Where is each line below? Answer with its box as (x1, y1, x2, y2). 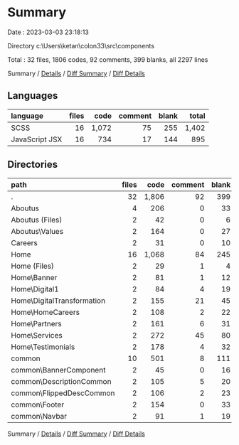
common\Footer (11, 400, 65, 409)
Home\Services (11, 330, 63, 340)
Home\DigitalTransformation (11, 296, 105, 306)
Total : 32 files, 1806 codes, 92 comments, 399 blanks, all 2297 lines (7, 55, 208, 64)
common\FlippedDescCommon (11, 388, 115, 398)
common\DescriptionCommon (11, 376, 112, 386)
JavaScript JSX (11, 134, 63, 144)
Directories (7, 159, 58, 171)
